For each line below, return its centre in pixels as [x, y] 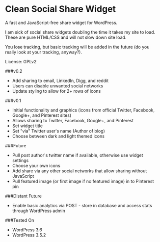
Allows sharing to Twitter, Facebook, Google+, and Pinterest [73, 120]
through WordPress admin [39, 211]
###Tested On [20, 220]
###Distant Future [23, 196]
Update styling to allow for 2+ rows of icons [56, 91]
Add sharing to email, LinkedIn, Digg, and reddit [60, 81]
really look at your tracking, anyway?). [44, 52]
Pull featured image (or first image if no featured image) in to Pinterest [83, 181]
